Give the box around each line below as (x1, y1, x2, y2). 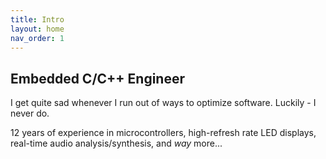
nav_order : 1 (10, 33, 65, 43)
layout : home (10, 24, 65, 34)
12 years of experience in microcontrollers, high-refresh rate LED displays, (10, 127, 317, 139)
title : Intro (10, 14, 65, 25)
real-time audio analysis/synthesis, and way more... (10, 137, 223, 150)
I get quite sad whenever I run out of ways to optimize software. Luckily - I (10, 97, 317, 109)
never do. (10, 107, 50, 120)
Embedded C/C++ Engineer (10, 70, 185, 87)
